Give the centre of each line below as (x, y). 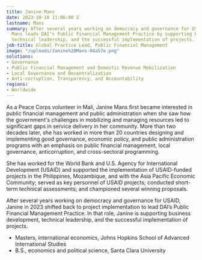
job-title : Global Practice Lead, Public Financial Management (87, 46)
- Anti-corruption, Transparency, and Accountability (75, 79)
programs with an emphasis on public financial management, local (88, 145)
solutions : (20, 56)
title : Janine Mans (31, 12)
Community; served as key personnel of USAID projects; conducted (90, 182)
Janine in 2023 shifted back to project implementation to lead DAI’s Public (98, 207)
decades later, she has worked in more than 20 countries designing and (95, 132)
